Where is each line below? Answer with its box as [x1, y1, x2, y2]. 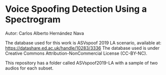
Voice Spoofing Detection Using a [5, 3, 147, 15]
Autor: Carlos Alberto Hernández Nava [5, 30, 84, 36]
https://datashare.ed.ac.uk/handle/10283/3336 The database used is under [5, 45, 160, 51]
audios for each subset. [5, 65, 54, 71]
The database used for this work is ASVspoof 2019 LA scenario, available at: [5, 39, 162, 45]
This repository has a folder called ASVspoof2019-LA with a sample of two [5, 60, 158, 66]
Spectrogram [5, 14, 61, 25]
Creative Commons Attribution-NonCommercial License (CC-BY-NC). [5, 50, 148, 56]
